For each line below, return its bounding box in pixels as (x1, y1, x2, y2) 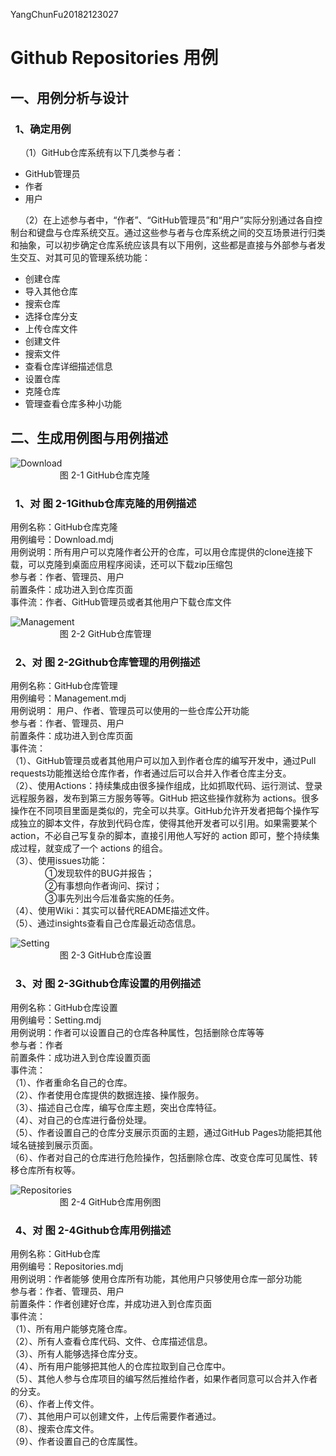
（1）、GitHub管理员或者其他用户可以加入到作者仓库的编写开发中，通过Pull (10, 755, 317, 767)
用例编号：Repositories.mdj (10, 1260, 124, 1272)
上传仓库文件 (24, 322, 78, 334)
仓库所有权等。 (18, 1164, 81, 1176)
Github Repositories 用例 (10, 47, 219, 69)
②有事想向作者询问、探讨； (44, 880, 163, 892)
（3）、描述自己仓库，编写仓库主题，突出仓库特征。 (10, 1101, 222, 1113)
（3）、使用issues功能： (10, 855, 108, 867)
